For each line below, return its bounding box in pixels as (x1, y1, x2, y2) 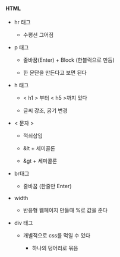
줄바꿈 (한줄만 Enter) (23, 183, 72, 190)
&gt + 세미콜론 (23, 157, 58, 164)
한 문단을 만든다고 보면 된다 (23, 69, 87, 77)
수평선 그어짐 (23, 31, 54, 39)
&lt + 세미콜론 (23, 145, 56, 152)
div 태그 (14, 220, 33, 227)
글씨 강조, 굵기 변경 (23, 107, 68, 114)
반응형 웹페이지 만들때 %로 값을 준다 (23, 207, 108, 214)
